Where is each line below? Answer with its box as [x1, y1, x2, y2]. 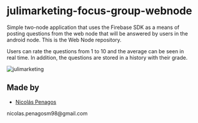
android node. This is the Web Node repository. [6, 36, 122, 43]
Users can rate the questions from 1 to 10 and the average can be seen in [6, 47, 184, 54]
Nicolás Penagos [15, 98, 57, 105]
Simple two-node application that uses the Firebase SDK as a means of [6, 24, 180, 31]
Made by [6, 83, 39, 93]
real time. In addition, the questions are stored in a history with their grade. [6, 54, 188, 61]
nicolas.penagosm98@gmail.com [6, 109, 88, 116]
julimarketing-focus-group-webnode [6, 4, 193, 18]
